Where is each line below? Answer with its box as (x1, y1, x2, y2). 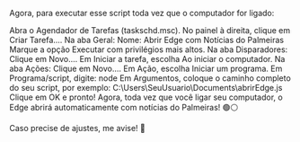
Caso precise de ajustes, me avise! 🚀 (9, 123, 146, 133)
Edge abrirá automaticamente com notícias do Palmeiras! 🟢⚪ (9, 102, 239, 112)
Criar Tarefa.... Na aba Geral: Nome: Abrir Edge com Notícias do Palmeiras (9, 35, 285, 45)
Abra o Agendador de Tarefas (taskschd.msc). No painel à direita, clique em (9, 25, 290, 35)
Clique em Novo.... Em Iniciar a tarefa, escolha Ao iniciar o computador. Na (9, 54, 286, 64)
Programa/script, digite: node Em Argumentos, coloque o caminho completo (9, 73, 292, 84)
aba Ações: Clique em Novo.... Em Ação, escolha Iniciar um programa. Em (9, 63, 283, 74)
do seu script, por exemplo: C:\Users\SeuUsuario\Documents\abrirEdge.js (9, 83, 283, 93)
